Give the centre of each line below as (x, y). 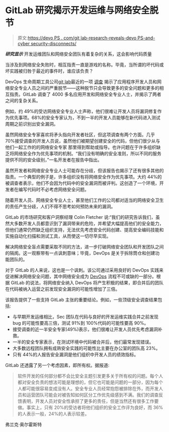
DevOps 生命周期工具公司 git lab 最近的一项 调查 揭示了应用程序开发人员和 (81, 82)
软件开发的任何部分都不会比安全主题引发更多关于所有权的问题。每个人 (90, 376)
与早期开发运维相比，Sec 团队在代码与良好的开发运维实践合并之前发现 (85, 317)
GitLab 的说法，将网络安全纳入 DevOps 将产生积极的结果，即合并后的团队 (87, 282)
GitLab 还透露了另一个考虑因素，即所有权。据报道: (57, 365)
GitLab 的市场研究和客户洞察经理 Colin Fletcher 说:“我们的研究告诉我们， (80, 217)
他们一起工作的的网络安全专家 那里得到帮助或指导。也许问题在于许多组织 (81, 147)
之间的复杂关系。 (23, 100)
